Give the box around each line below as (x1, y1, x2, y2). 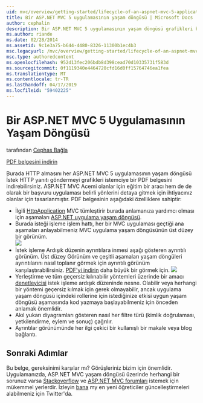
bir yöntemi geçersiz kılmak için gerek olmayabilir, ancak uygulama (14, 285, 182, 293)
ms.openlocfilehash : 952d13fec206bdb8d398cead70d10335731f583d (6, 59, 169, 65)
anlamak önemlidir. (14, 305, 62, 312)
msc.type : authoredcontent (6, 54, 74, 60)
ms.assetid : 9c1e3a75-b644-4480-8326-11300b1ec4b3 (6, 43, 137, 49)
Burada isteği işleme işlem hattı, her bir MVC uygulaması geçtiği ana (14, 220, 184, 227)
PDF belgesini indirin (6, 158, 58, 165)
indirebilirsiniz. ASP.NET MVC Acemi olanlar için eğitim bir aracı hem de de (6, 182, 192, 190)
